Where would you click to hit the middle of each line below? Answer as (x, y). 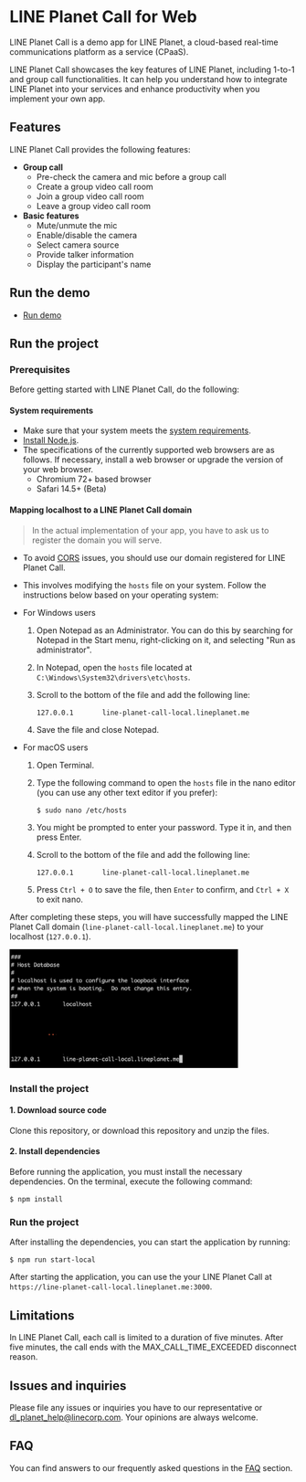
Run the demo (50, 293)
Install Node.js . (51, 440)
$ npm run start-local (53, 1260)
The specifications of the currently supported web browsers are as (149, 450)
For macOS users (55, 747)
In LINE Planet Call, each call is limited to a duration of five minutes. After (147, 1338)
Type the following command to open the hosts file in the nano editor (166, 782)
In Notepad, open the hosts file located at (114, 667)
